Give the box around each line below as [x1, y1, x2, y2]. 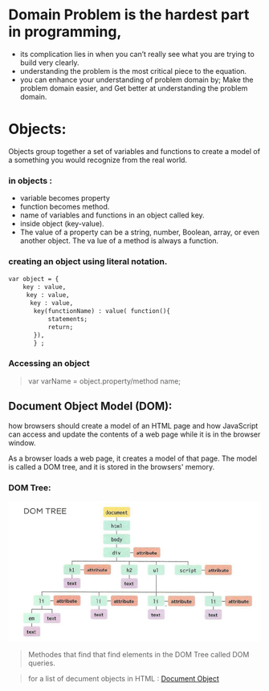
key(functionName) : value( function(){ [33, 307, 171, 315]
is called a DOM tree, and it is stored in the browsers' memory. [8, 461, 215, 471]
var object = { [8, 275, 59, 283]
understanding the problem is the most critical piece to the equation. [19, 66, 247, 75]
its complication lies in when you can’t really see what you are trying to [19, 49, 255, 59]
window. [8, 437, 36, 447]
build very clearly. [19, 58, 79, 67]
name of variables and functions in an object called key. [19, 210, 205, 220]
